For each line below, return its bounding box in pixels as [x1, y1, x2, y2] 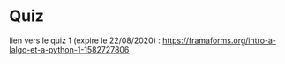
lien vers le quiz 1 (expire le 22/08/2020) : [9, 35, 161, 46]
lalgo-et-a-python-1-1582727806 [9, 44, 130, 54]
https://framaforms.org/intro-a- [161, 35, 276, 46]
